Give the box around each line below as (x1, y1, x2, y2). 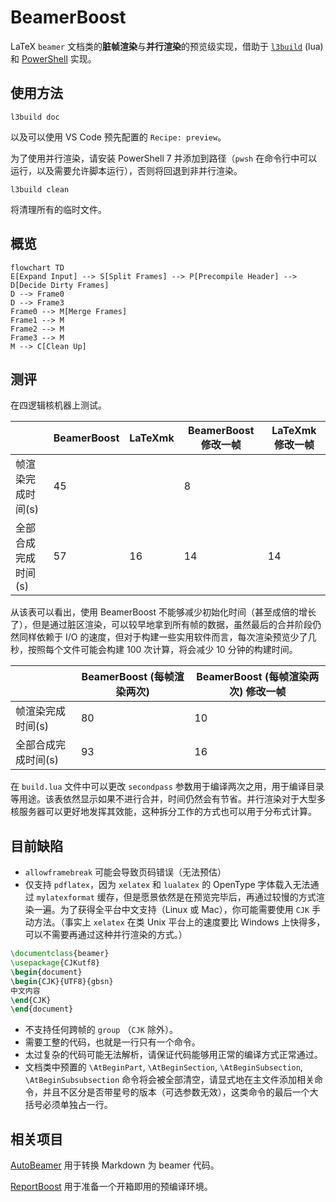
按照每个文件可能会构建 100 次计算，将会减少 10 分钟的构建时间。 (27, 644, 298, 656)
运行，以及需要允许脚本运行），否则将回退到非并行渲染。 (10, 164, 243, 176)
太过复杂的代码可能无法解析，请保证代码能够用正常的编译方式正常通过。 (24, 1049, 323, 1061)
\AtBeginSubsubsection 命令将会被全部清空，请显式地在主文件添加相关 (24, 1074, 315, 1086)
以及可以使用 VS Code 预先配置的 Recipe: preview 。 (10, 131, 227, 143)
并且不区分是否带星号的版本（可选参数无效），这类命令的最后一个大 (42, 1086, 319, 1098)
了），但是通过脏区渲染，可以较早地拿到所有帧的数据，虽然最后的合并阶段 (10, 619, 313, 631)
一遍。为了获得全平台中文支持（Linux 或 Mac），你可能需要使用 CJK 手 (33, 904, 322, 916)
